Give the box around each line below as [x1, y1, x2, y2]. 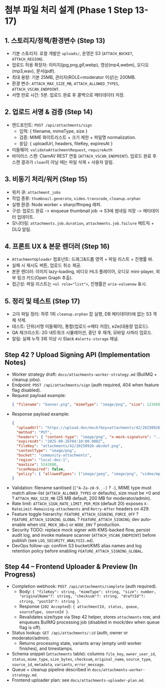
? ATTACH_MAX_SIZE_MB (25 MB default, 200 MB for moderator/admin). [11, 495, 152, 501]
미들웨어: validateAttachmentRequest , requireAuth [11, 147, 113, 153]
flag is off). [19, 625, 41, 631]
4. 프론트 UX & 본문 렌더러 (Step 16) [4, 242, 110, 251]
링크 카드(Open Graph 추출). [17, 275, 73, 281]
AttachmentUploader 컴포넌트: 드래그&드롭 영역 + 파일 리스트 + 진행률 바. [11, 256, 154, 262]
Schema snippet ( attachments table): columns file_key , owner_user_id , [11, 651, 156, 657]
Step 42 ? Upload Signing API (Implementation [4, 350, 150, 359]
